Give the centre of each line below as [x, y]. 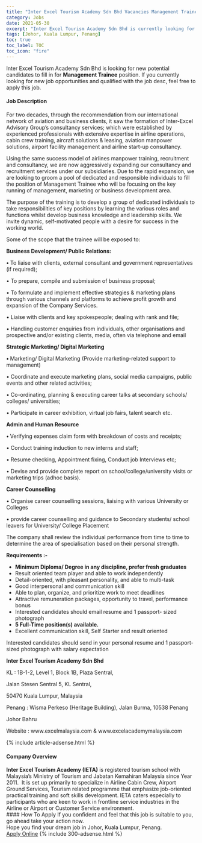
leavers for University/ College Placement [58, 525]
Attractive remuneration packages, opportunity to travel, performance [101, 599]
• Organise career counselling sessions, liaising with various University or [97, 500]
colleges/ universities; [33, 401]
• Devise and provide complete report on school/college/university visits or [99, 471]
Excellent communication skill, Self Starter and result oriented [91, 631]
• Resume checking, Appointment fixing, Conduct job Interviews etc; [91, 459]
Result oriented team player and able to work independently [89, 573]
